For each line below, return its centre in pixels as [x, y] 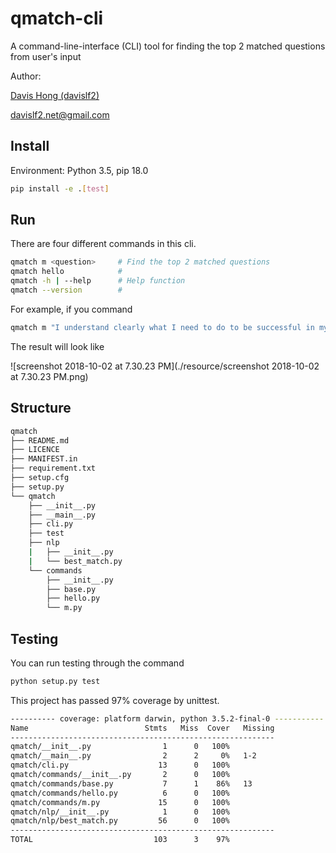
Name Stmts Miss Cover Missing [142, 728]
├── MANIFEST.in [44, 459]
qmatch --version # [66, 290]
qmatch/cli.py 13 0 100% [120, 765]
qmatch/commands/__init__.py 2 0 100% [120, 775]
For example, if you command [71, 309]
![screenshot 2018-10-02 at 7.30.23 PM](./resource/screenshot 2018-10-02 [165, 366]
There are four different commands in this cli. [103, 244]
